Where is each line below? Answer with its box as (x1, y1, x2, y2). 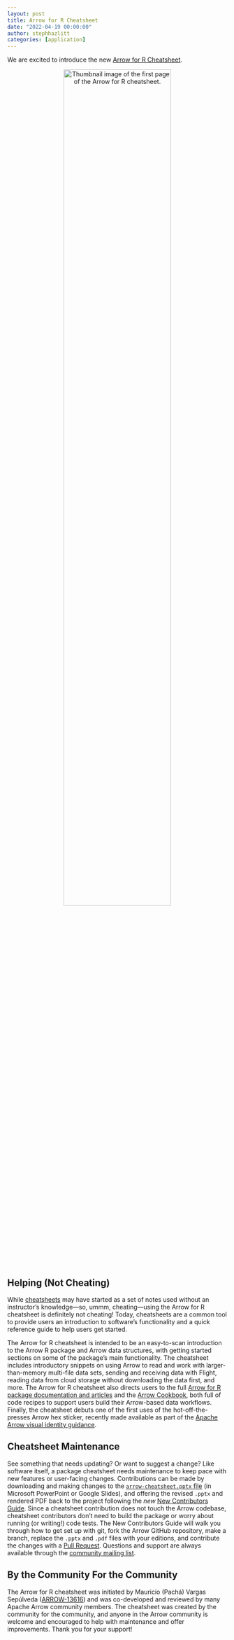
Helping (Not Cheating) (7, 1277, 110, 1288)
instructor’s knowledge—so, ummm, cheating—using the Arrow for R (7, 1302, 205, 1311)
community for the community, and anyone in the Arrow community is (7, 1610, 208, 1618)
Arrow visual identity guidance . (7, 1420, 97, 1429)
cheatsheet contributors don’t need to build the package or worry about (7, 1511, 214, 1520)
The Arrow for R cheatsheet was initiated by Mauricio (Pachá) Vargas (7, 1587, 206, 1596)
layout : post (7, 10, 45, 18)
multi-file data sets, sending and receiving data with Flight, (47, 1368, 217, 1377)
